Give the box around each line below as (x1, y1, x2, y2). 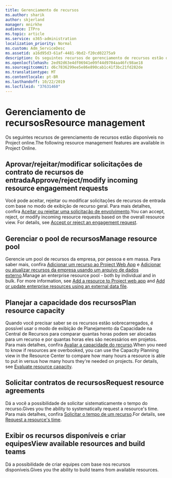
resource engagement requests (5, 183, 109, 193)
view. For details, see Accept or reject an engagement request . (5, 219, 138, 226)
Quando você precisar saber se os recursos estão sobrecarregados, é (5, 320, 154, 326)
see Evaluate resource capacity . (5, 363, 73, 370)
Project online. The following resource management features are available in (5, 139, 165, 145)
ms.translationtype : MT (5, 70, 56, 75)
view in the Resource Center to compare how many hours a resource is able (5, 353, 165, 359)
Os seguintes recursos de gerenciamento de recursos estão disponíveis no (5, 134, 164, 140)
